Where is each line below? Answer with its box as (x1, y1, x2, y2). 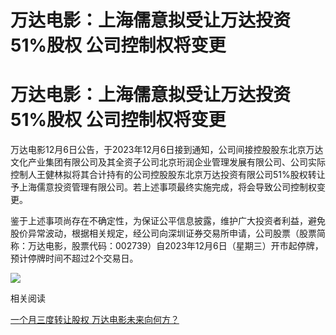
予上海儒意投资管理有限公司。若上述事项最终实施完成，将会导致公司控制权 (10, 181, 317, 193)
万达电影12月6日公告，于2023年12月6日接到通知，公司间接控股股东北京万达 (10, 144, 324, 156)
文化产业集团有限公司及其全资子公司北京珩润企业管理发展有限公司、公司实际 (10, 156, 326, 168)
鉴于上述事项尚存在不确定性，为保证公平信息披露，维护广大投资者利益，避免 (10, 215, 326, 227)
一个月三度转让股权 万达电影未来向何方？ (10, 314, 180, 326)
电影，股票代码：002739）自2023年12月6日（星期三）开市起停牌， (44, 240, 324, 252)
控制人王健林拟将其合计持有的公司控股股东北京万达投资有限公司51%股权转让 (10, 169, 326, 181)
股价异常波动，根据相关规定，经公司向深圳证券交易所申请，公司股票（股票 (10, 227, 317, 240)
